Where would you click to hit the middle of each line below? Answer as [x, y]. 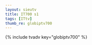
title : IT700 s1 [22, 14]
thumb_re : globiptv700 [29, 23]
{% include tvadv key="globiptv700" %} [46, 37]
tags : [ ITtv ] [19, 19]
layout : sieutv [21, 10]
